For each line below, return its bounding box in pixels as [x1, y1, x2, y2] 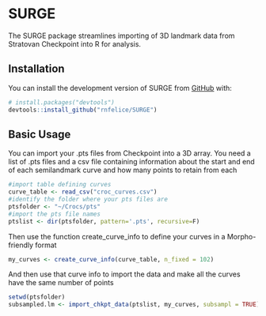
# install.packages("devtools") [8, 98, 115, 107]
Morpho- [226, 231, 256, 241]
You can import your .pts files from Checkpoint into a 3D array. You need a [8, 149, 251, 158]
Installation [8, 62, 65, 76]
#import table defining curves [8, 181, 112, 189]
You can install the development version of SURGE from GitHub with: [8, 83, 232, 92]
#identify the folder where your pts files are [8, 195, 169, 204]
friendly [8, 240, 34, 250]
